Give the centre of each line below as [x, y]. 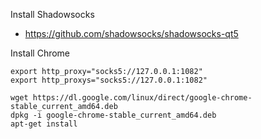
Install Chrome [40, 53]
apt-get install [44, 124]
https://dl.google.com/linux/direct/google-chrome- [142, 98]
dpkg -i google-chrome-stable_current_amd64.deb [113, 115]
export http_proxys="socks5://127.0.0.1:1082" [109, 80]
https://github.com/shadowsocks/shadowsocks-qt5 [131, 33]
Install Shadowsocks [52, 14]
